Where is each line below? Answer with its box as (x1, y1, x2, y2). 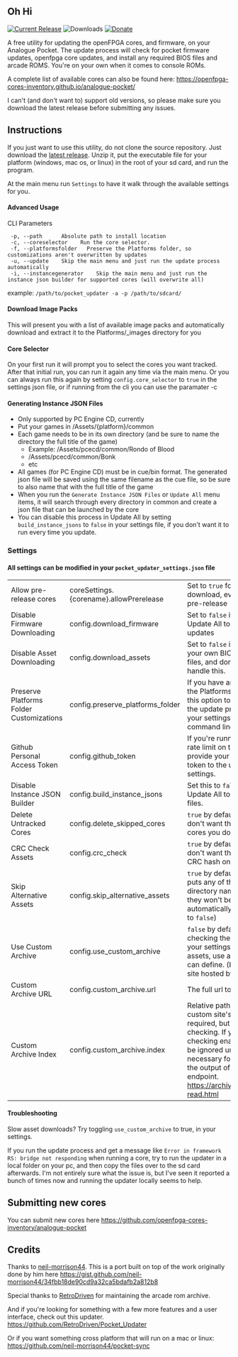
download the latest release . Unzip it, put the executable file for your (7, 151, 208, 159)
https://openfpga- (176, 75, 229, 83)
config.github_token (69, 751, 136, 761)
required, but (187, 1018, 230, 1028)
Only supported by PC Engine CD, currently (17, 415, 144, 423)
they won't (187, 895, 222, 905)
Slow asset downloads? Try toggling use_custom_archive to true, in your (7, 1125, 216, 1133)
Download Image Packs (7, 305, 78, 313)
